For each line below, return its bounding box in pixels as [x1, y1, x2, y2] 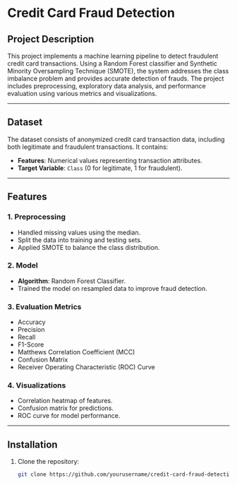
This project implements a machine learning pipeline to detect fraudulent [7, 52, 219, 60]
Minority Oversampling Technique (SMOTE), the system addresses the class [7, 67, 229, 75]
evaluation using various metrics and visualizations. [7, 90, 157, 97]
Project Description [7, 33, 95, 45]
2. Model [7, 261, 38, 270]
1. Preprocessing [7, 212, 66, 222]
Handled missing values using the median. [17, 228, 141, 236]
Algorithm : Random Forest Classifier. [17, 277, 126, 285]
